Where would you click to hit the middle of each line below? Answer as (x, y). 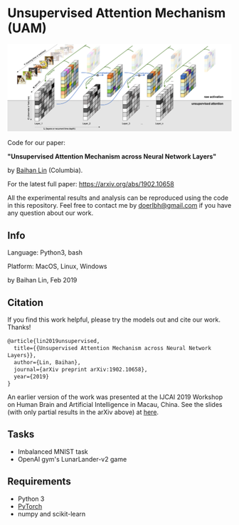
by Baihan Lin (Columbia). (45, 170)
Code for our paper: (37, 143)
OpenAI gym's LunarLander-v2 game (72, 459)
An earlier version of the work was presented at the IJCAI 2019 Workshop (115, 397)
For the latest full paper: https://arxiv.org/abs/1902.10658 (91, 184)
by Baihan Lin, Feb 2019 (42, 280)
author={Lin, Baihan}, (47, 362)
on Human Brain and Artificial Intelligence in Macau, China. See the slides (115, 404)
